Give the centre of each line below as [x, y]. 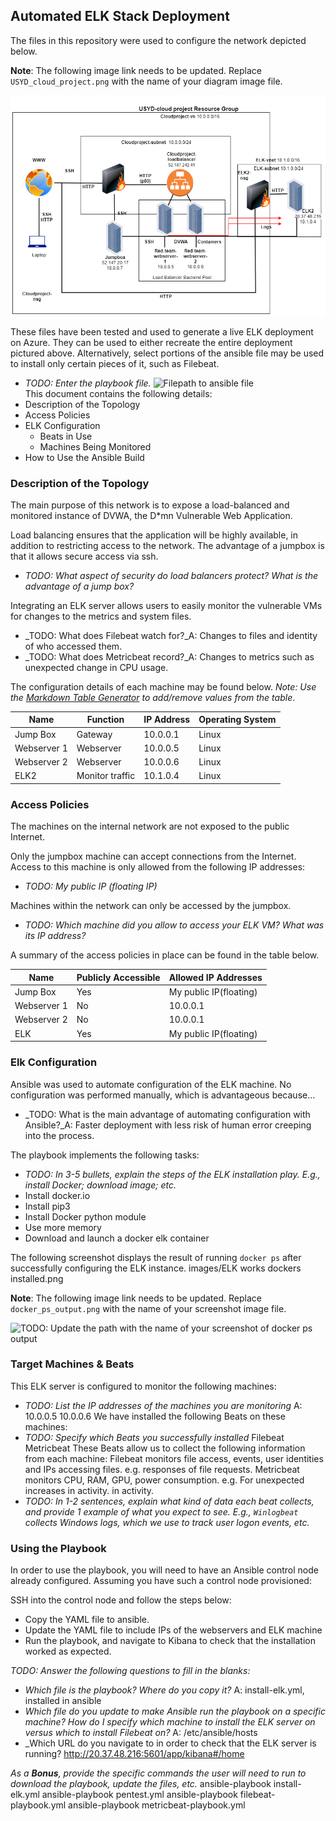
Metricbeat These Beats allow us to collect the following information [165, 1448]
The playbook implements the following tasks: [105, 1155]
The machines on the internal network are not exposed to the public [150, 826]
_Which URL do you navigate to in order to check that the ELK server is [170, 1743]
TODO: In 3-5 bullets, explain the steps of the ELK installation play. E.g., [172, 1174]
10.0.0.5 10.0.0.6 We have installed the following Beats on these [155, 1416]
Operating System [237, 720]
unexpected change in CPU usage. [96, 667]
